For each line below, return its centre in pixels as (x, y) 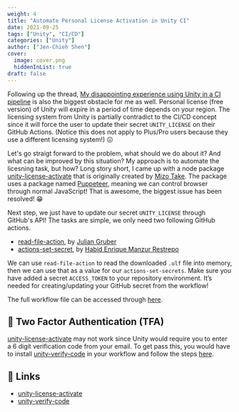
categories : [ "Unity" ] (41, 41)
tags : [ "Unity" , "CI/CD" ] (46, 34)
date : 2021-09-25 (33, 27)
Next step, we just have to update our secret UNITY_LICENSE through (107, 212)
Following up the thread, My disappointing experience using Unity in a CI (114, 94)
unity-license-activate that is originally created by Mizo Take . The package (117, 176)
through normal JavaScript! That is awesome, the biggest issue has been (115, 191)
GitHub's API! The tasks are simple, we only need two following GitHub (111, 220)
